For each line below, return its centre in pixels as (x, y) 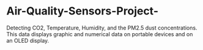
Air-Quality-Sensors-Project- (83, 11)
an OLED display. (28, 40)
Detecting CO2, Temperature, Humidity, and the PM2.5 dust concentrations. (102, 28)
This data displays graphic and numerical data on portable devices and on (100, 34)
